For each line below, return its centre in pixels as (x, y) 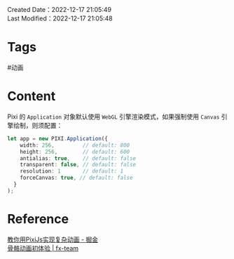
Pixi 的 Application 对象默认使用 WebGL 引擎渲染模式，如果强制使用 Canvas (113, 117)
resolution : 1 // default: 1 (72, 171)
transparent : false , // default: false (78, 165)
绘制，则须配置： (38, 125)
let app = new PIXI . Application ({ (58, 138)
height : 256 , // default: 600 (75, 152)
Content (32, 97)
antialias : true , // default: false (78, 158)
